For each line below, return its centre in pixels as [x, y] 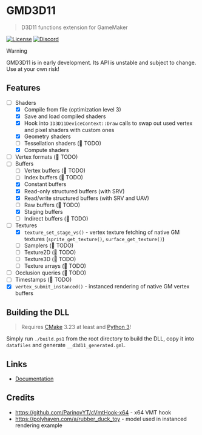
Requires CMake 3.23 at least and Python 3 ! [76, 327]
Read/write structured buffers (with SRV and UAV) [87, 198]
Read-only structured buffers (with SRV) [74, 191]
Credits [21, 398]
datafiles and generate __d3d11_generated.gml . [66, 345]
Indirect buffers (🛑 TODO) [56, 218]
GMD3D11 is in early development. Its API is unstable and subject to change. [101, 62]
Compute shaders [46, 150]
